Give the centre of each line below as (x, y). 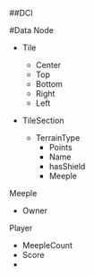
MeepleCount (47, 245)
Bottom (49, 84)
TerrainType (58, 138)
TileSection (43, 121)
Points (61, 147)
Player (21, 228)
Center (48, 65)
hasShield (67, 166)
